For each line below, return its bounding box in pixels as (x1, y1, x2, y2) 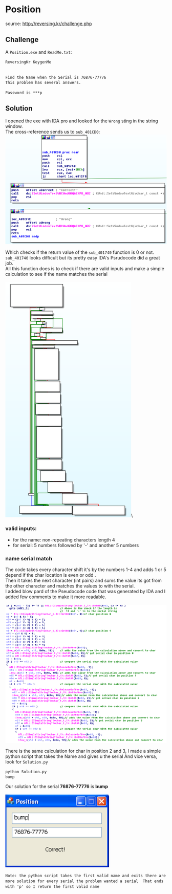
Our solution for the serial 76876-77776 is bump (5, 783, 109, 789)
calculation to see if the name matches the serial (5, 271, 107, 277)
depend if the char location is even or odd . (5, 572, 96, 578)
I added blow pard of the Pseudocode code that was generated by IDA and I (5, 588, 166, 595)
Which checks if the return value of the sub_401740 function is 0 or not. (5, 249, 155, 255)
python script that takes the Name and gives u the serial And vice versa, (5, 753, 157, 759)
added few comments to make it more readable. (5, 594, 106, 600)
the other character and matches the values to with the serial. (5, 583, 135, 589)
